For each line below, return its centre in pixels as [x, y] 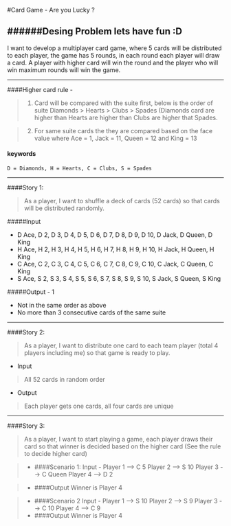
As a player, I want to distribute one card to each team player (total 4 [121, 345]
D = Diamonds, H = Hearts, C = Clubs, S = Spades [80, 169]
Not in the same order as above [62, 306]
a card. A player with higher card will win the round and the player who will [113, 62]
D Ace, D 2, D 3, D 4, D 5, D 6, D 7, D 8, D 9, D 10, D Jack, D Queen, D [115, 235]
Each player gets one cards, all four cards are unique [99, 406]
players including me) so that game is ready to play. [97, 353]
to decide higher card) [55, 454]
